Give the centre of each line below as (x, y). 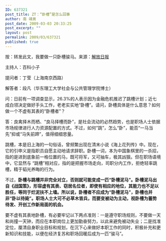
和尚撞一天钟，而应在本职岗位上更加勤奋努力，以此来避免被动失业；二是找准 (83, 221)
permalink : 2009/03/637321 (33, 38)
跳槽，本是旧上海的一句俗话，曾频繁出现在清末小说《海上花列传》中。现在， (83, 145)
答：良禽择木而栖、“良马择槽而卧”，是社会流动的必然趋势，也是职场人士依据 (83, 121)
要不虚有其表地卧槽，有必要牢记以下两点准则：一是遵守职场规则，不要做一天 (83, 215)
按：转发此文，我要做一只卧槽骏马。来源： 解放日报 (57, 56)
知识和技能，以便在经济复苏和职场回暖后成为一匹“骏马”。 (67, 234)
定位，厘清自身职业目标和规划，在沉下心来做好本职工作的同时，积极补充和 (81, 227)
